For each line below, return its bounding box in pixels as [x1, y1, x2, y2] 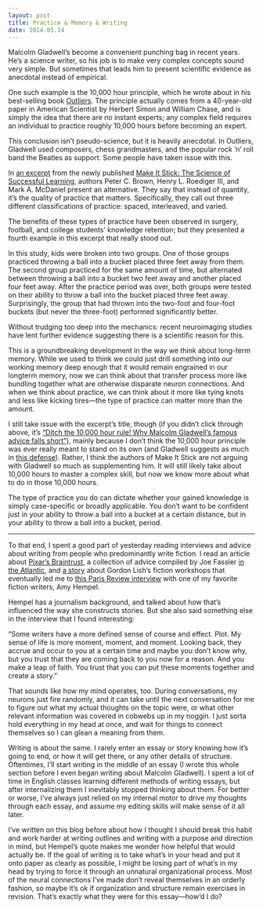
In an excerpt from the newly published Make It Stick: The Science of [8, 168, 231, 177]
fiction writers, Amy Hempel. [8, 582, 100, 592]
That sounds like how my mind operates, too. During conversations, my [8, 686, 238, 695]
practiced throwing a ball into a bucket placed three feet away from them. [8, 257, 245, 267]
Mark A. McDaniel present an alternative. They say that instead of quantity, [8, 185, 250, 195]
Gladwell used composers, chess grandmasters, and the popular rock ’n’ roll [8, 144, 254, 154]
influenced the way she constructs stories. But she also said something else [8, 606, 253, 615]
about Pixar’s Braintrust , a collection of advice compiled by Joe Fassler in [8, 557, 245, 567]
